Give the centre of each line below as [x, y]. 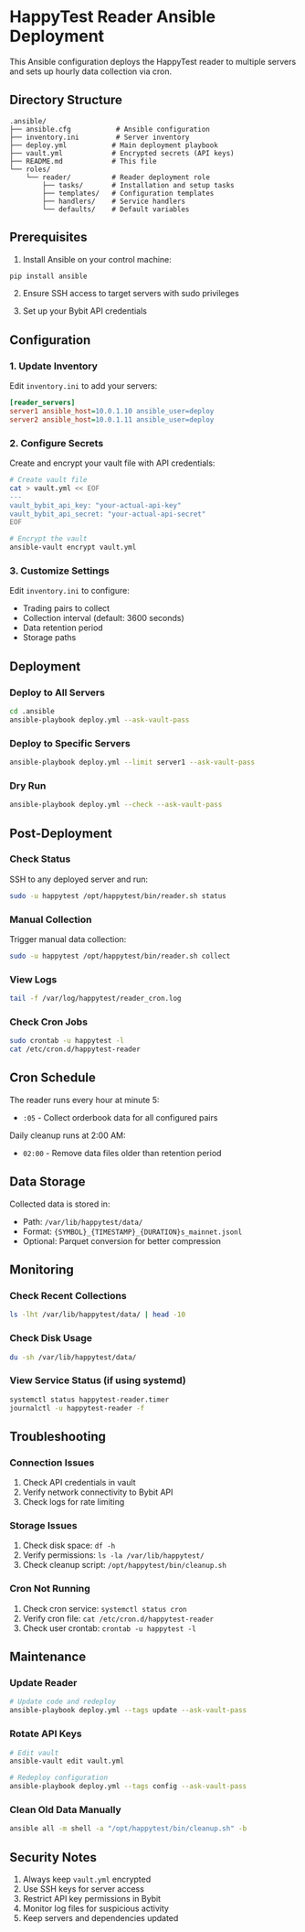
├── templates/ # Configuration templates [128, 193]
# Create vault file [49, 480]
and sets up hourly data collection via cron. [91, 71]
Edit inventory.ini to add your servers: [84, 386]
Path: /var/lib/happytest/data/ [83, 1221]
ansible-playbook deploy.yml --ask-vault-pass [100, 720]
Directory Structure [66, 100]
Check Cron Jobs [49, 1022]
